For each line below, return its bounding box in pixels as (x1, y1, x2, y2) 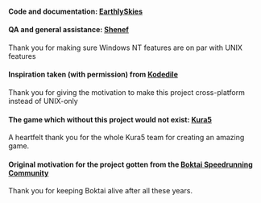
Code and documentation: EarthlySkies (8, 6, 143, 16)
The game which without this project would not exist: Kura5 (8, 114, 212, 124)
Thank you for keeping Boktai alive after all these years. (8, 186, 193, 196)
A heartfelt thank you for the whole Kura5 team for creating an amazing (8, 133, 245, 143)
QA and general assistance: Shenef (8, 25, 129, 35)
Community (8, 168, 49, 177)
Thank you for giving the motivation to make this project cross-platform (8, 88, 246, 97)
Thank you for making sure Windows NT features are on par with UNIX (8, 43, 243, 52)
